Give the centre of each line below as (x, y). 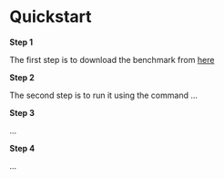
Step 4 (22, 148)
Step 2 (22, 77)
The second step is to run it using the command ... (104, 95)
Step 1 (21, 42)
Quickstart (51, 17)
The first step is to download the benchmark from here (112, 59)
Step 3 (22, 112)
